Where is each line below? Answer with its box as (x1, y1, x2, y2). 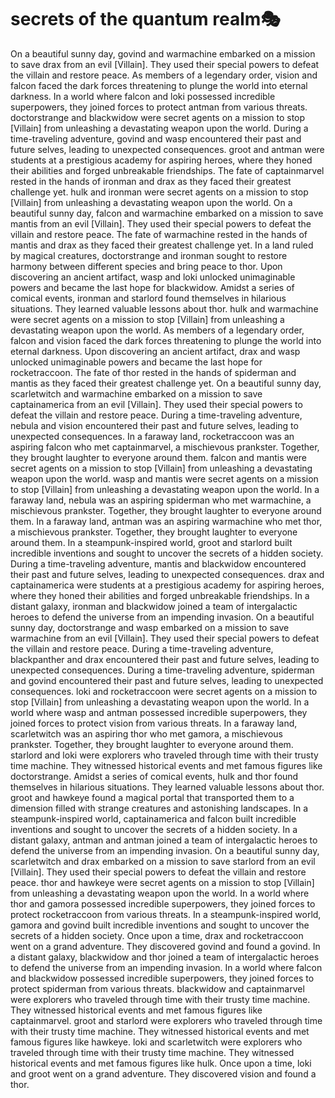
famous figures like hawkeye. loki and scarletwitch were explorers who (10, 1036, 303, 1048)
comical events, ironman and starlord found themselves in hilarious (10, 292, 287, 304)
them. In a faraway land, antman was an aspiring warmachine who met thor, (10, 515, 323, 527)
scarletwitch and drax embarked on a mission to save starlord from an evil (10, 855, 316, 867)
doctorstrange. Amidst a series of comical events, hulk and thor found (10, 770, 299, 782)
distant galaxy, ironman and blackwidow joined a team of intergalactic (10, 600, 298, 612)
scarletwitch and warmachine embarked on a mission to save (10, 387, 263, 400)
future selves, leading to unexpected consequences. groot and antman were (10, 143, 325, 155)
